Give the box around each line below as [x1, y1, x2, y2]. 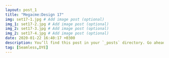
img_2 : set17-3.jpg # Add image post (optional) [5, 26, 109, 31]
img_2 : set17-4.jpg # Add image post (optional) [5, 31, 109, 36]
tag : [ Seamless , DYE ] [5, 45, 49, 50]
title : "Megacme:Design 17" [5, 12, 64, 17]
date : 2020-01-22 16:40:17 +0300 [5, 36, 75, 41]
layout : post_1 [5, 7, 37, 13]
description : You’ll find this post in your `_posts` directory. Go [5, 40, 152, 45]
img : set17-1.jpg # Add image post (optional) [5, 17, 105, 22]
